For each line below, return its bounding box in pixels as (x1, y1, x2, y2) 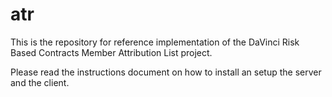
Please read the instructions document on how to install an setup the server (10, 66, 322, 78)
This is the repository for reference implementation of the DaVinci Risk (10, 36, 300, 48)
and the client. (10, 76, 70, 88)
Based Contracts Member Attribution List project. (10, 46, 213, 58)
